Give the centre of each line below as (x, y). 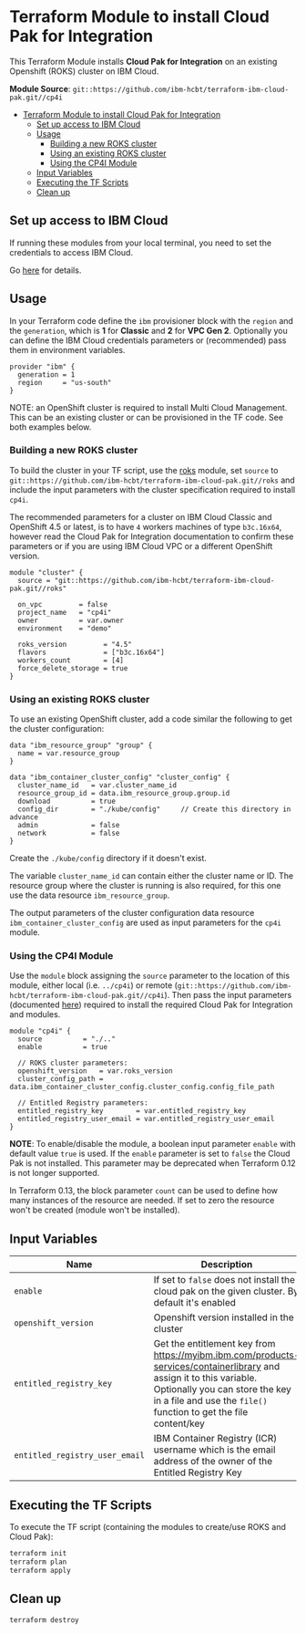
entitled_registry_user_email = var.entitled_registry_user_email (146, 1119)
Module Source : (40, 88)
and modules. (35, 1015)
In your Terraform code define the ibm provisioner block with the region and (152, 320)
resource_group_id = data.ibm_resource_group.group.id (124, 794)
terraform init (38, 1554)
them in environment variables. (67, 349)
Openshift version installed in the (224, 1317)
